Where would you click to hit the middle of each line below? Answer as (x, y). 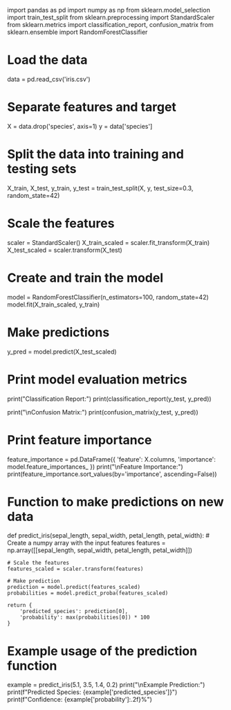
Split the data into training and (96, 154)
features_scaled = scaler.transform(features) (75, 569)
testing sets (42, 169)
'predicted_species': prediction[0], (74, 612)
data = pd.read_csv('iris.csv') (49, 79)
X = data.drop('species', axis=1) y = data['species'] (80, 126)
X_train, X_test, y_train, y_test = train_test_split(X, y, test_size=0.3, (100, 188)
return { (20, 606)
